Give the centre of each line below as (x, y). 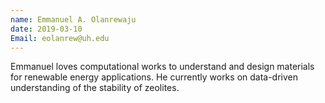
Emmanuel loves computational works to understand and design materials (162, 67)
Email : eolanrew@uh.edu (60, 38)
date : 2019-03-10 (46, 29)
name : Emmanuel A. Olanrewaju (73, 19)
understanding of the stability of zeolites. (95, 88)
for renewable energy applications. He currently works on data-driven (154, 77)
